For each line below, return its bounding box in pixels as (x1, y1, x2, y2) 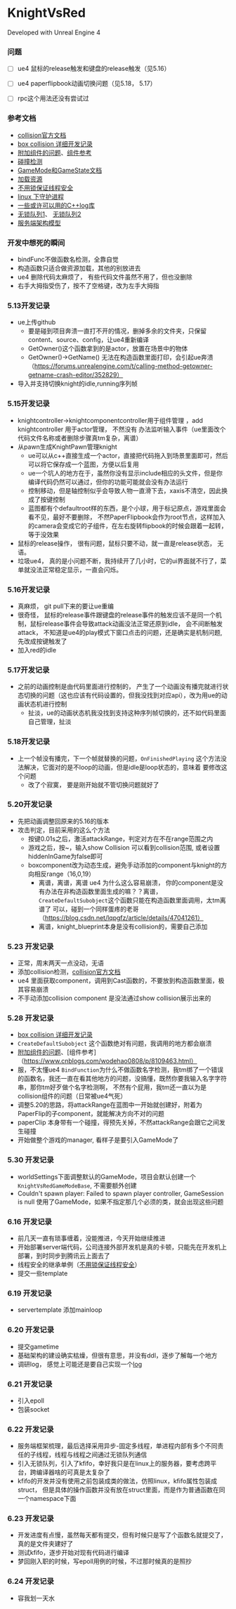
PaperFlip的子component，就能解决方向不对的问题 (17, 1110, 165, 1118)
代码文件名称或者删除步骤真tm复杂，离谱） (17, 433, 143, 442)
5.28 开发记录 (7, 1013, 54, 1023)
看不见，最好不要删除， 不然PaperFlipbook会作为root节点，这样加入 (27, 513, 225, 521)
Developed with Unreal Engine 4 (7, 28, 100, 37)
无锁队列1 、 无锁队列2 (17, 209, 81, 218)
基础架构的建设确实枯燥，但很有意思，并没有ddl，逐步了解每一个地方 (17, 1351, 218, 1360)
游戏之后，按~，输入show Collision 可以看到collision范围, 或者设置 (27, 843, 221, 851)
